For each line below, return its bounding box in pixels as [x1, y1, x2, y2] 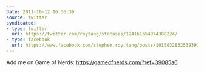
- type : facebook [6, 37, 50, 43]
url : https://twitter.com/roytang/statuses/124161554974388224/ [12, 31, 178, 37]
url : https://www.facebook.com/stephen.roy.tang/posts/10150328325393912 [12, 43, 202, 49]
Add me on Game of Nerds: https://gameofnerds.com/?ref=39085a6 [6, 58, 178, 66]
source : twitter [6, 14, 47, 20]
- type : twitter [6, 25, 47, 32]
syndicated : [6, 20, 36, 26]
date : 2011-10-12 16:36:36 [6, 8, 75, 15]
